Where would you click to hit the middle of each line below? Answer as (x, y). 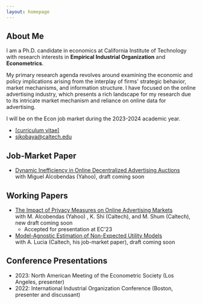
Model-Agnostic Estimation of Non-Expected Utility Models (89, 236)
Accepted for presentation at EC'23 (68, 229)
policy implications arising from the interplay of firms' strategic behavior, (96, 81)
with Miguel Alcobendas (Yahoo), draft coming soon (80, 177)
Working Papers (37, 195)
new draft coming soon (44, 223)
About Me (25, 36)
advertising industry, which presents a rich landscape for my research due (99, 95)
